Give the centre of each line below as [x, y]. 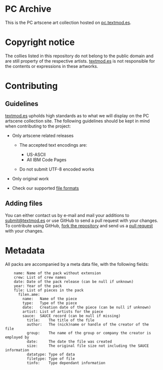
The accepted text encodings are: [53, 145]
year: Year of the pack [38, 286]
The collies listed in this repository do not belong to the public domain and [79, 56]
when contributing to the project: [38, 126]
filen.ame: [29, 294]
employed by [17, 337]
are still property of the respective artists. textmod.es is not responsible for [80, 61]
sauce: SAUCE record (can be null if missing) [72, 316]
